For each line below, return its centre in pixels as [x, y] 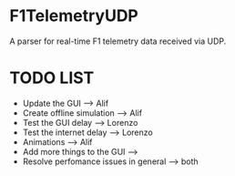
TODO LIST [52, 78]
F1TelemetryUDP [74, 16]
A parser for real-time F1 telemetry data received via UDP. [118, 41]
